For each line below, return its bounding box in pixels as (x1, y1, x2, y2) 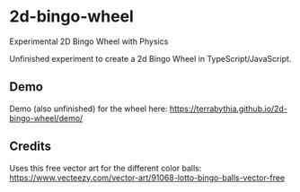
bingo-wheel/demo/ (9, 112, 84, 123)
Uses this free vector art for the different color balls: (9, 162, 202, 173)
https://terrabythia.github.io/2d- (169, 103, 287, 114)
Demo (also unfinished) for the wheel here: (9, 103, 168, 114)
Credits (9, 139, 52, 154)
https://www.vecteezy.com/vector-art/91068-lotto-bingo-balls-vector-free (9, 172, 286, 183)
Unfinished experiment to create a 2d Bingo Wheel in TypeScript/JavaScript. (9, 53, 292, 64)
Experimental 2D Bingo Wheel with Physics (9, 36, 169, 47)
